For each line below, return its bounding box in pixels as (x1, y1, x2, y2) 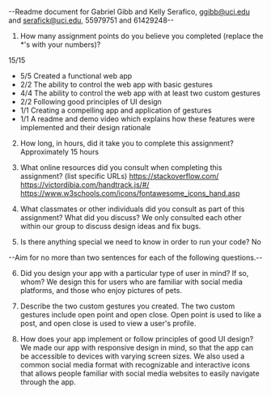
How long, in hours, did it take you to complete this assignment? (19, 138, 235, 148)
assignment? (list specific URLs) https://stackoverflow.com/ (19, 172, 219, 181)
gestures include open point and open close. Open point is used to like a (19, 310, 261, 319)
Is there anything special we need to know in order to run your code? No (19, 237, 261, 246)
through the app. (19, 377, 77, 387)
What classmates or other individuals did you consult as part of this (19, 204, 245, 214)
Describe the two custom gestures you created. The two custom (19, 301, 235, 311)
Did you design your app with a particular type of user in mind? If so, (19, 269, 249, 278)
